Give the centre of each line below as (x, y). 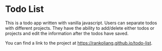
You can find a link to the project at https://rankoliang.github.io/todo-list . (79, 43)
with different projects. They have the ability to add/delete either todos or (80, 28)
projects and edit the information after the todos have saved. (67, 33)
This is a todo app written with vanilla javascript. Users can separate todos (81, 23)
